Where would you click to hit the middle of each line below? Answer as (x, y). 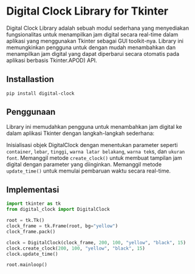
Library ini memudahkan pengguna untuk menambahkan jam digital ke (94, 126)
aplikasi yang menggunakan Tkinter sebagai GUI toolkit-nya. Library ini (95, 41)
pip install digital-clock (40, 93)
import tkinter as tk (34, 204)
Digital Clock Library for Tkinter (87, 11)
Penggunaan (31, 112)
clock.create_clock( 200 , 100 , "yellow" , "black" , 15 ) (76, 248)
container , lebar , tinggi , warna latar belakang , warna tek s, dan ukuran (96, 151)
